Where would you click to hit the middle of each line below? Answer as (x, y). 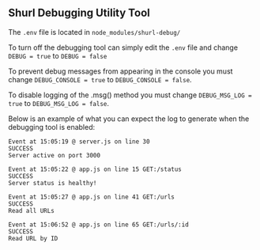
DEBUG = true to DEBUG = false (58, 55)
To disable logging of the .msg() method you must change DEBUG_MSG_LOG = (130, 95)
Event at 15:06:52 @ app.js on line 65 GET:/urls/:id (99, 225)
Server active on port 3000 (55, 155)
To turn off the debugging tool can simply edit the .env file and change (123, 47)
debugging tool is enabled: (52, 127)
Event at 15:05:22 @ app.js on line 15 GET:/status (95, 169)
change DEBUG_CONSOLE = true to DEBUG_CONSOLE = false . (100, 79)
